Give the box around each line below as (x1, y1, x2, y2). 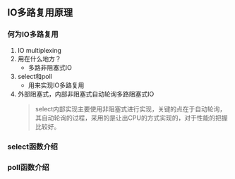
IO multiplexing (17, 46, 62, 54)
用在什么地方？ (17, 54, 61, 63)
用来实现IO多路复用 (28, 80, 85, 89)
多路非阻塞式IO (28, 63, 73, 72)
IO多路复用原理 (7, 6, 73, 19)
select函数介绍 (7, 142, 59, 152)
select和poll (17, 72, 53, 80)
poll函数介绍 (7, 162, 49, 172)
